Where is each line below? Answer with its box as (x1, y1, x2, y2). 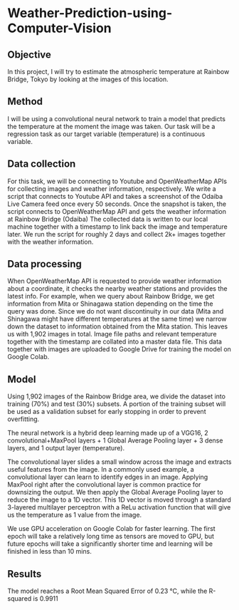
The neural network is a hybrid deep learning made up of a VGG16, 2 (7, 429, 208, 438)
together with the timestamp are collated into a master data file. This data (7, 337, 223, 346)
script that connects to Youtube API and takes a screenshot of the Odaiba (7, 192, 223, 200)
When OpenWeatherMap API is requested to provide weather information (7, 276, 222, 286)
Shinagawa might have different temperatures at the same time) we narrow (7, 315, 227, 324)
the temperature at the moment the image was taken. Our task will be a (7, 122, 216, 130)
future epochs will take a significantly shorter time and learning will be (7, 539, 213, 548)
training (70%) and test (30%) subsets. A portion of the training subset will (7, 400, 226, 408)
